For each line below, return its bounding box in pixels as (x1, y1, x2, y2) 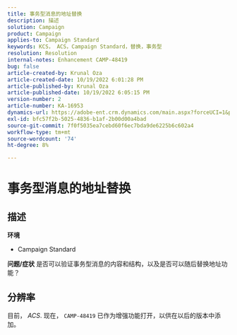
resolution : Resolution (7, 50, 78, 57)
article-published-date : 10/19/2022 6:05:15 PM (7, 89, 150, 96)
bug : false (7, 63, 39, 70)
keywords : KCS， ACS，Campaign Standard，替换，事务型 (7, 43, 162, 50)
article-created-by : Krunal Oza (7, 69, 102, 76)
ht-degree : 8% (7, 142, 49, 149)
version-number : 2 (7, 96, 61, 103)
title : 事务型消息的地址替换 (7, 10, 83, 18)
